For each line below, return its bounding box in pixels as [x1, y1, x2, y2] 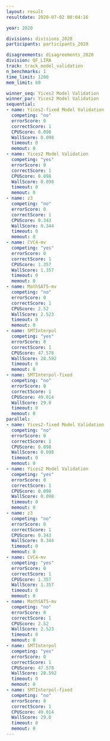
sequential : [6, 102, 35, 108]
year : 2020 [6, 25, 33, 31]
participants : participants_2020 [6, 41, 89, 48]
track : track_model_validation [6, 63, 83, 69]
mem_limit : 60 [6, 80, 41, 86]
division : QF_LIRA [6, 58, 51, 64]
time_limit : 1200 [6, 74, 49, 80]
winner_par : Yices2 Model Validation [6, 96, 99, 102]
